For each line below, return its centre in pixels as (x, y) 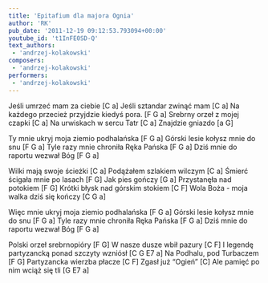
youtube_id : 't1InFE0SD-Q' (53, 38)
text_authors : (32, 46)
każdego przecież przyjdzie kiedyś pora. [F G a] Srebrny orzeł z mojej (124, 114)
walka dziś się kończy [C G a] (57, 196)
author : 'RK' (30, 23)
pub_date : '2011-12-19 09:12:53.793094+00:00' (87, 30)
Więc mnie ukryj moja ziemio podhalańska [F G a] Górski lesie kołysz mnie (131, 212)
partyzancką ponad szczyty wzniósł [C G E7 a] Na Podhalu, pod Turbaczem (134, 253)
